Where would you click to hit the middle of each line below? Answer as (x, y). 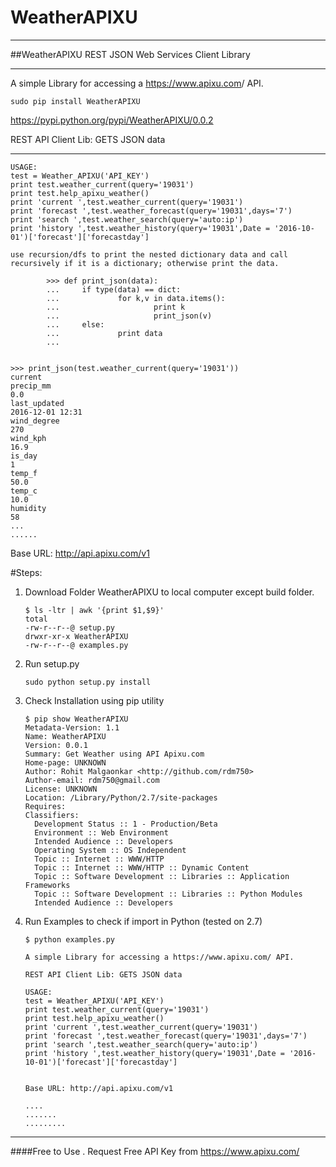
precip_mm (31, 386)
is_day (24, 456)
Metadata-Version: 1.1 (72, 727)
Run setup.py (52, 663)
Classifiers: (52, 815)
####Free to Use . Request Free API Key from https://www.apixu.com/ (155, 1151)
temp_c (24, 491)
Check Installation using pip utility (94, 700)
